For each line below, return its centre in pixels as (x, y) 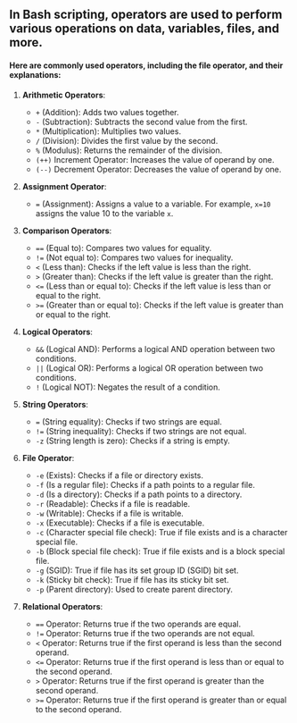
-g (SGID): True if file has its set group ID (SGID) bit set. (137, 570)
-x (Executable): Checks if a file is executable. (120, 523)
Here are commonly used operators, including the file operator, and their (146, 65)
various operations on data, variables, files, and (144, 29)
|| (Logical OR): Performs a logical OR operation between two (149, 368)
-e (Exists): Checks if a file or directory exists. (119, 475)
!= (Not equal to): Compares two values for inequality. (134, 257)
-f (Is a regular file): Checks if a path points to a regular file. (145, 484)
